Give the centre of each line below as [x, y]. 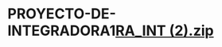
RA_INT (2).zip [164, 31]
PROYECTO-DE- [62, 14]
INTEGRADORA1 [62, 31]
